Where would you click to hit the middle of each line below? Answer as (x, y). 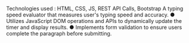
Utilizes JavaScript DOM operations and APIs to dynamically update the (94, 21)
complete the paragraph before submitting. (59, 34)
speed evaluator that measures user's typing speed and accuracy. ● (91, 15)
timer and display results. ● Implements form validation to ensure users (94, 27)
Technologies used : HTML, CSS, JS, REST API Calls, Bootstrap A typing (95, 9)
